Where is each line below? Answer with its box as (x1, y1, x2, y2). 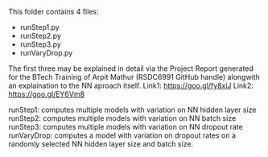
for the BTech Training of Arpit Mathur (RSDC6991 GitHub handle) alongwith (8, 72, 260, 81)
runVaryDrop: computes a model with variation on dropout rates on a (8, 130, 236, 140)
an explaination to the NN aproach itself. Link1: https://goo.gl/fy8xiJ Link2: (8, 81, 254, 90)
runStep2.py (19, 31, 62, 40)
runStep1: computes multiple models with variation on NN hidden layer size (8, 105, 257, 114)
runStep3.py (19, 39, 62, 49)
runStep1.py (19, 23, 60, 31)
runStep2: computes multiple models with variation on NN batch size (8, 114, 237, 123)
